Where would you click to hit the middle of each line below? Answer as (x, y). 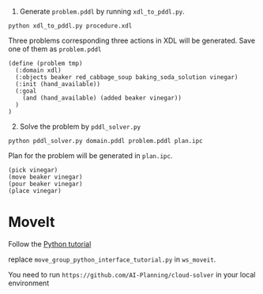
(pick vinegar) (33, 170)
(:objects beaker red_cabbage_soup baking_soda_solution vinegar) (127, 77)
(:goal (26, 91)
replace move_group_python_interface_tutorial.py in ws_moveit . (112, 259)
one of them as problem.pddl (55, 49)
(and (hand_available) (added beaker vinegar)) (102, 98)
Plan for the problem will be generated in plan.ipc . (90, 156)
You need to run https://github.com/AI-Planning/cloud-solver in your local (132, 274)
